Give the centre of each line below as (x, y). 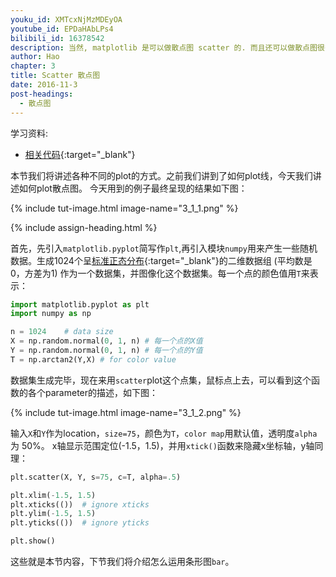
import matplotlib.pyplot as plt (80, 304)
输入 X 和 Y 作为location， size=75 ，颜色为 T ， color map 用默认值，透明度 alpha (164, 433)
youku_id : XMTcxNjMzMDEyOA (66, 19)
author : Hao (35, 57)
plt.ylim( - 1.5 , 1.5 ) (53, 514)
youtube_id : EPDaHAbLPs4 (62, 29)
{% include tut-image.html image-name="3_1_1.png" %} (124, 208)
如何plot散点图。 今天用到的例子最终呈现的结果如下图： (133, 188)
